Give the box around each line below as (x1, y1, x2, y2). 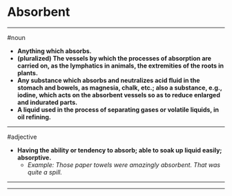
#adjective (7, 133, 37, 141)
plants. (17, 68, 38, 77)
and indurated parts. (17, 98, 78, 106)
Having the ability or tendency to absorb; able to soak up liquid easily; (17, 146, 222, 154)
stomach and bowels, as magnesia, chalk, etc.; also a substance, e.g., (17, 84, 222, 92)
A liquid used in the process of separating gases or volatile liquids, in (17, 105, 220, 114)
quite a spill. (27, 168, 63, 176)
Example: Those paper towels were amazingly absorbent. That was (27, 160, 221, 169)
